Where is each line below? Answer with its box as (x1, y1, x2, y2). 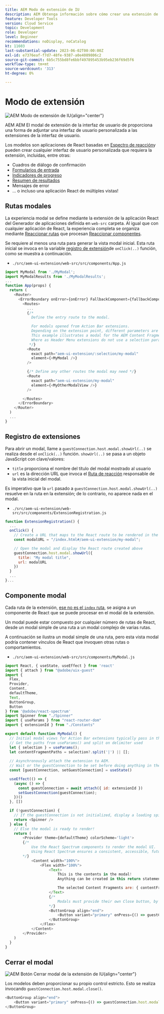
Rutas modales (5, 202, 52, 211)
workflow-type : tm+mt (5, 62, 49, 67)
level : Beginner (5, 35, 38, 40)
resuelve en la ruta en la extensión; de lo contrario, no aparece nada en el (5, 490, 153, 496)
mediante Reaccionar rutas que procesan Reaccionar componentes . (5, 231, 142, 237)
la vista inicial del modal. (12, 476, 62, 482)
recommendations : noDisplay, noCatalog (5, 39, 86, 44)
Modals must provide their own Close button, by (57, 899, 159, 904)
